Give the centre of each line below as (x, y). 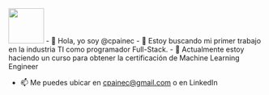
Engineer (23, 66)
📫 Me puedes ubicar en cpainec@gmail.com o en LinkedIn (119, 83)
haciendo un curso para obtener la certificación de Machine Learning (124, 58)
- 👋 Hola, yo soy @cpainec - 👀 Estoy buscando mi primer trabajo (154, 41)
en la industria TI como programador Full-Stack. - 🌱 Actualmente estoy (126, 49)
